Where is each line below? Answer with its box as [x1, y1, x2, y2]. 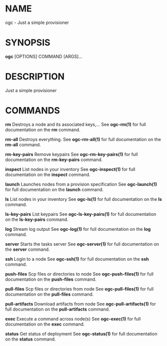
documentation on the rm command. [5, 127, 81, 133]
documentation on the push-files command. [5, 276, 97, 282]
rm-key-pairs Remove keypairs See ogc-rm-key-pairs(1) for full [5, 151, 138, 157]
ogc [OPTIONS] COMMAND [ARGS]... [5, 53, 83, 59]
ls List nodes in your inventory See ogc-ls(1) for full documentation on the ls [5, 196, 162, 202]
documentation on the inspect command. [5, 172, 91, 177]
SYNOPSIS [5, 37, 51, 48]
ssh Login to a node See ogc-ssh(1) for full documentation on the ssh [5, 256, 149, 262]
